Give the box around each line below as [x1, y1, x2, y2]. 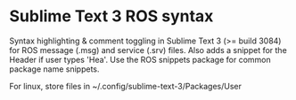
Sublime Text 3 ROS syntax [9, 6, 214, 27]
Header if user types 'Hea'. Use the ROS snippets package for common [9, 54, 272, 65]
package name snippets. [9, 64, 100, 74]
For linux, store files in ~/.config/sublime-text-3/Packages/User [9, 81, 243, 91]
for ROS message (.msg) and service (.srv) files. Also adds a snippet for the [9, 44, 287, 55]
